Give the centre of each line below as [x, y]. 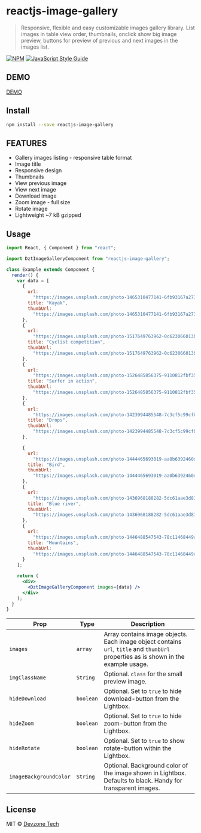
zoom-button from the [135, 724]
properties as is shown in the [144, 657]
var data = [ [33, 280]
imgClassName [28, 678]
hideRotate [25, 748]
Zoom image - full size [42, 202]
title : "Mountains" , [53, 543]
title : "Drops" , [48, 420]
